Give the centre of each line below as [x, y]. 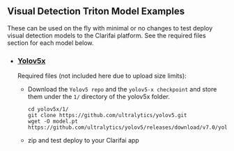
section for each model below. [50, 43]
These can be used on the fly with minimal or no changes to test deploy [110, 28]
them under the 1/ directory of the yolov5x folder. [99, 97]
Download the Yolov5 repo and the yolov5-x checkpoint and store [122, 89]
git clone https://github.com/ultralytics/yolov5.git [107, 116]
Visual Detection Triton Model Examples [96, 11]
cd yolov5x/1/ [48, 109]
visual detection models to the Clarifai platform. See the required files [107, 35]
